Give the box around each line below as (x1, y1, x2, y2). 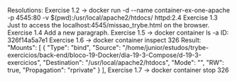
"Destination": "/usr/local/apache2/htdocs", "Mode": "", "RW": (43, 58, 225, 66)
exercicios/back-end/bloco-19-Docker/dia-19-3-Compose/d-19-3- (7, 51, 202, 59)
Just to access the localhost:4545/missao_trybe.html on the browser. (7, 21, 210, 29)
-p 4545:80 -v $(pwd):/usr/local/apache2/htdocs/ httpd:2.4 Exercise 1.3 (7, 13, 218, 22)
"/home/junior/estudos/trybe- (122, 44, 209, 51)
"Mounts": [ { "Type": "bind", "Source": (7, 44, 121, 51)
